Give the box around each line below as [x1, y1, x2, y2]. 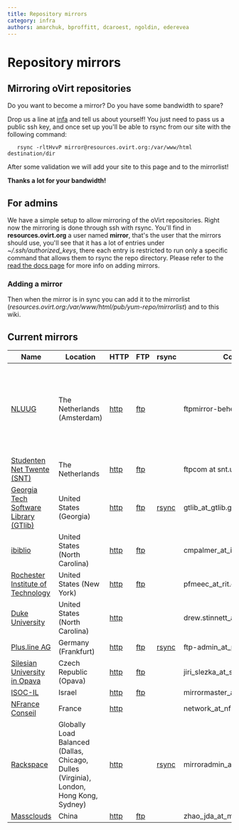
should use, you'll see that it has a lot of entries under [7, 239, 165, 248]
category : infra [7, 17, 55, 24]
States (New [58, 579, 100, 589]
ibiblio [11, 546, 31, 555]
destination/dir [7, 150, 55, 157]
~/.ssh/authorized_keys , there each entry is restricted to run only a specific [7, 246, 228, 255]
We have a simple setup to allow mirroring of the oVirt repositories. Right [7, 216, 220, 225]
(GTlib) [11, 521, 34, 531]
